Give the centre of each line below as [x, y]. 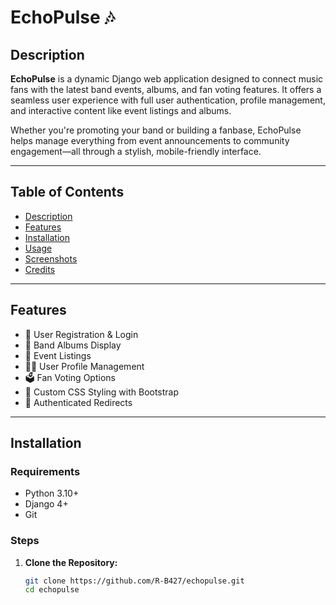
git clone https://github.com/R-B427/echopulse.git [134, 581]
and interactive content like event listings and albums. [121, 110]
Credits [40, 269]
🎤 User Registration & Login [81, 334]
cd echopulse [52, 590]
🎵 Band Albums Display [73, 345]
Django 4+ [46, 504]
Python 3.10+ [52, 493]
